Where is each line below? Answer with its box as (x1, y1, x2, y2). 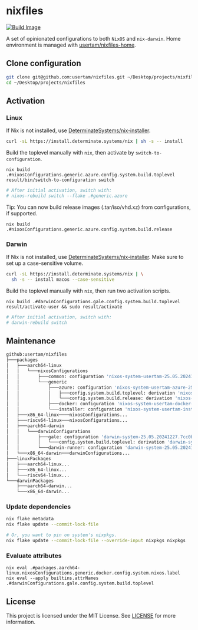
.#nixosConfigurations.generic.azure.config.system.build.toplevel (6, 172, 176, 178)
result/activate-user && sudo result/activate (6, 304, 123, 310)
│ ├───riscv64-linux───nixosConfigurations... (6, 417, 128, 423)
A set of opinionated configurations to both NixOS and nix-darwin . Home (6, 35, 181, 42)
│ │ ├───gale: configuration (6, 434, 99, 440)
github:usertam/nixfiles (6, 352, 67, 357)
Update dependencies (6, 503, 71, 511)
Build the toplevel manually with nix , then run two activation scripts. (6, 287, 171, 294)
